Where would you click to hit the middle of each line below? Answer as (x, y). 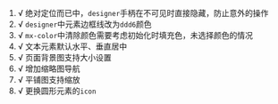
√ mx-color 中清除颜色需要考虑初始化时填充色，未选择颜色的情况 (135, 35)
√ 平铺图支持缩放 (49, 80)
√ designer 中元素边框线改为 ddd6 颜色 (84, 24)
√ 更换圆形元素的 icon (57, 91)
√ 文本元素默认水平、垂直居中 (72, 46)
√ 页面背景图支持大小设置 (64, 57)
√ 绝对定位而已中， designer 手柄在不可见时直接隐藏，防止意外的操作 (143, 13)
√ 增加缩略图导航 (49, 68)
